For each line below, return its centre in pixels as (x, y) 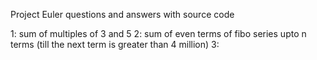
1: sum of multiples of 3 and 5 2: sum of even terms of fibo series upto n (158, 33)
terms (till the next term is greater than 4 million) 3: (115, 44)
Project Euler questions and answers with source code (122, 14)
